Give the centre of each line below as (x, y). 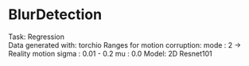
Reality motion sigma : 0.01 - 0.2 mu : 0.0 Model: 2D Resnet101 (110, 53)
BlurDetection (55, 15)
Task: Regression (37, 37)
